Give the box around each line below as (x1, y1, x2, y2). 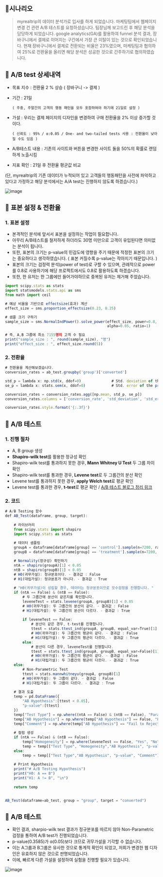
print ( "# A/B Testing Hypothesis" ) (14, 767, 86, 771)
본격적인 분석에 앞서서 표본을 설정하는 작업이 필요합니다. (12, 231, 119, 237)
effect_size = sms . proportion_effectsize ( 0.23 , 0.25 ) (5, 306, 116, 311)
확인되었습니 (133, 37, 157, 42)
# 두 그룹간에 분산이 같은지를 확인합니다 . (22, 595, 95, 600)
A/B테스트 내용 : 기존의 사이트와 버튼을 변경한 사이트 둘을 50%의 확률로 (12, 146, 148, 151)
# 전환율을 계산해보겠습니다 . (5, 365, 54, 370)
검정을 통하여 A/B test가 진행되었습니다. (12, 833, 88, 839)
